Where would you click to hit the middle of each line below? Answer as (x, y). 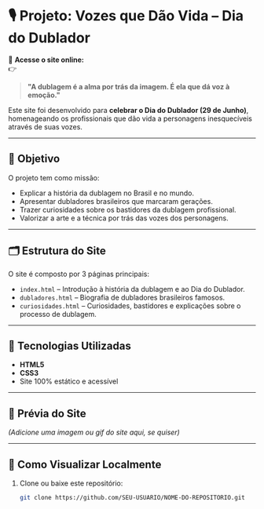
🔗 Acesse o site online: (46, 60)
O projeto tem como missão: (54, 177)
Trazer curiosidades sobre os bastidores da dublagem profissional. (128, 209)
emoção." (44, 95)
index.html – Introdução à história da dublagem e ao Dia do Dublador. (132, 289)
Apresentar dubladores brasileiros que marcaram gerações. (116, 201)
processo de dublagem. (58, 314)
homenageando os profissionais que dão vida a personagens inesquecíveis (130, 118)
